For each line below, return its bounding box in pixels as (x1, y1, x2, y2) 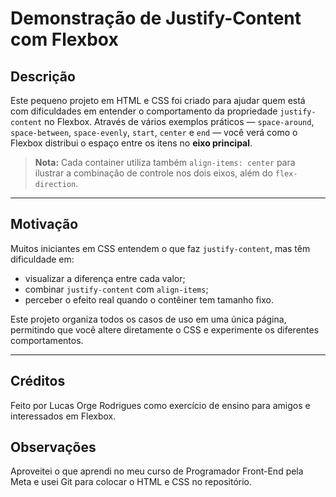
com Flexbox (10, 28, 119, 51)
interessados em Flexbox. (10, 410, 117, 422)
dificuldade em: (10, 253, 75, 265)
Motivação (10, 216, 79, 233)
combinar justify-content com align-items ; (24, 283, 209, 295)
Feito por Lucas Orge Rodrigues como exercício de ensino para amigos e (10, 399, 311, 411)
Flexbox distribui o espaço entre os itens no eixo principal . (10, 137, 253, 149)
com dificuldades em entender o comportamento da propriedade (10, 105, 278, 117)
